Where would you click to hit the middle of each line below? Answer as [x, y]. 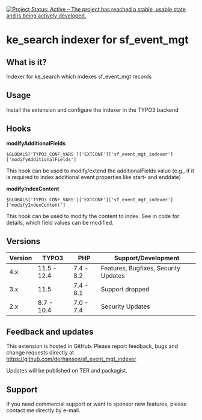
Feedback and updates [50, 331]
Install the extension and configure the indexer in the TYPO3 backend [92, 110]
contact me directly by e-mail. [43, 410]
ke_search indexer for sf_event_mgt [98, 40]
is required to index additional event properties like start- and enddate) [94, 177]
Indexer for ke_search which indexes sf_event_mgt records [79, 76]
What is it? [26, 62]
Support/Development [147, 258]
